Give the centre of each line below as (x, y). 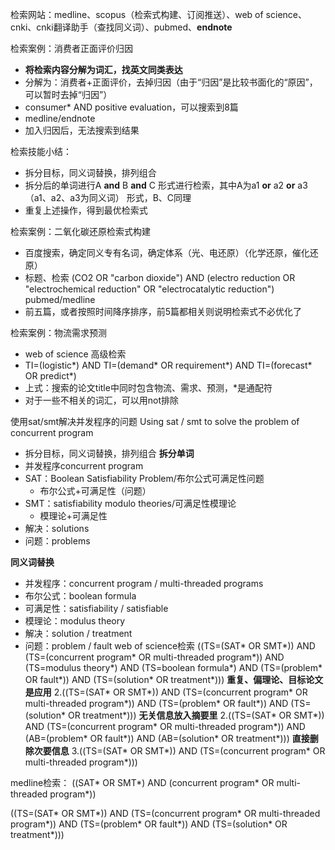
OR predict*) (50, 376)
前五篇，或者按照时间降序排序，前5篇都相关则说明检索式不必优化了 (163, 311)
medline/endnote (60, 118)
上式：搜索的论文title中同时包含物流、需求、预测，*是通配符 (148, 387)
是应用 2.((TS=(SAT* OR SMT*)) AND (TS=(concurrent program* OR (166, 692)
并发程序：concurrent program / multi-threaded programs (144, 583)
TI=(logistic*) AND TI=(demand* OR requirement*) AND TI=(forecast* (168, 365)
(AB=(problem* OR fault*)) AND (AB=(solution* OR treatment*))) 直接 (167, 738)
